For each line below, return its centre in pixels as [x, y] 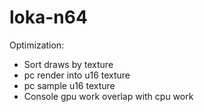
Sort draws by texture [68, 64]
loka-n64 [48, 17]
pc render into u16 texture [77, 75]
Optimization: [37, 45]
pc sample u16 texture [69, 85]
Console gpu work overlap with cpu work [108, 96]
